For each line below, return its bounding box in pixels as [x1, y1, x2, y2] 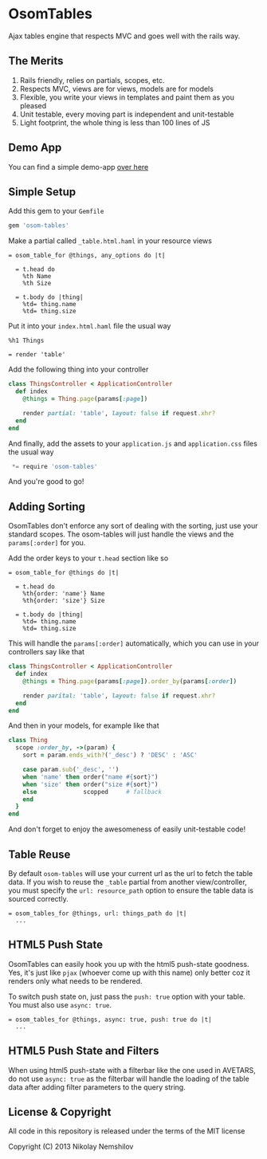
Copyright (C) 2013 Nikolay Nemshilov [8, 1141, 134, 1152]
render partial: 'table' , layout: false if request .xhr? [22, 409, 216, 417]
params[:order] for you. [8, 538, 86, 548]
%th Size [22, 280, 52, 288]
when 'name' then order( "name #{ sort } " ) [22, 772, 159, 781]
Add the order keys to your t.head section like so [8, 553, 169, 563]
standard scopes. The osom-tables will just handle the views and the [8, 529, 234, 539]
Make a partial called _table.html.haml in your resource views [8, 236, 213, 246]
